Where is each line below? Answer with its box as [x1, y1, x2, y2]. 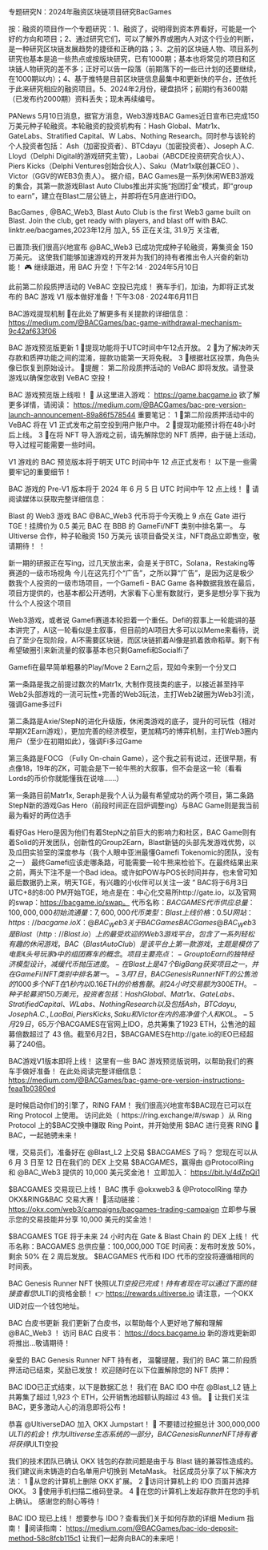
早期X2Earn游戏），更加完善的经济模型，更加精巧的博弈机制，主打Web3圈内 [8, 727, 258, 735]
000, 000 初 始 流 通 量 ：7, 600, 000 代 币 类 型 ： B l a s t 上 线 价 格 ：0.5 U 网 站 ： [22, 908, 254, 917]
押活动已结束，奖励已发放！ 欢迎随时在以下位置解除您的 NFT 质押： [8, 1365, 232, 1375]
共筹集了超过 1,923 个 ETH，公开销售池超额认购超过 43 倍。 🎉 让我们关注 [8, 1392, 250, 1402]
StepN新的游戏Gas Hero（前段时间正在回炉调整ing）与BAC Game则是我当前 [8, 800, 260, 810]
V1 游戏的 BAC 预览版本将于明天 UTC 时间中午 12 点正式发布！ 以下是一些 [8, 457, 250, 466]
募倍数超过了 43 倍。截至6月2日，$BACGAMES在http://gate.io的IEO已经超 [8, 1029, 254, 1039]
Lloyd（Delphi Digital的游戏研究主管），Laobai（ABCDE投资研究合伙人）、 [8, 151, 250, 160]
